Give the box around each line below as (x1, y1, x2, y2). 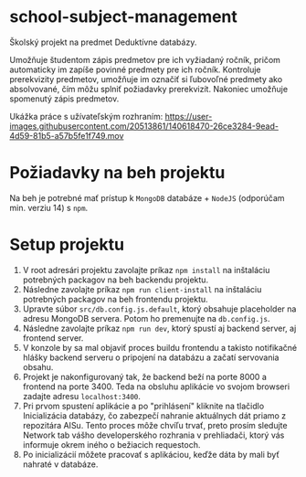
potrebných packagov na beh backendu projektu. (22, 274, 208, 285)
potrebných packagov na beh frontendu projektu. (22, 293, 208, 304)
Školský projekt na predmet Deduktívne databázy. (9, 37, 197, 48)
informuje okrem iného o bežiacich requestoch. (22, 439, 201, 450)
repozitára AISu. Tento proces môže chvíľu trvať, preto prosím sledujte (22, 419, 288, 430)
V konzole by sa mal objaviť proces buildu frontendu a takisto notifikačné (22, 342, 298, 353)
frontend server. (22, 332, 84, 344)
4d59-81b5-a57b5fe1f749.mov (9, 130, 124, 141)
